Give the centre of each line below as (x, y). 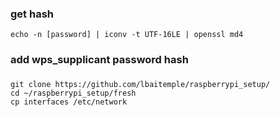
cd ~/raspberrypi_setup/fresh (73, 93)
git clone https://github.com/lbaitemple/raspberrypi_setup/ (140, 85)
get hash (32, 14)
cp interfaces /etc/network (69, 102)
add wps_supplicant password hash (99, 60)
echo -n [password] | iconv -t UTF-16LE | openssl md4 (127, 35)
